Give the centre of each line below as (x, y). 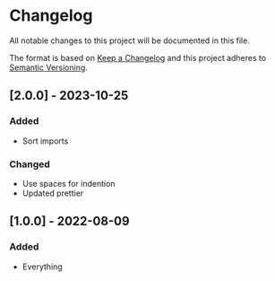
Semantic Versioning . (48, 67)
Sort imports (45, 141)
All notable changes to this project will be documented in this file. (130, 40)
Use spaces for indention (69, 183)
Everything (42, 267)
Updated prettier (53, 193)
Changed (30, 164)
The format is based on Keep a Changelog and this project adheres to (138, 57)
